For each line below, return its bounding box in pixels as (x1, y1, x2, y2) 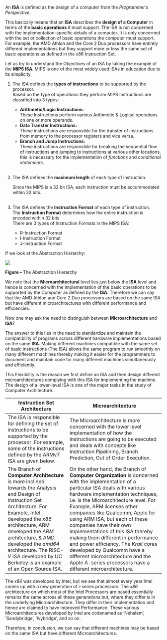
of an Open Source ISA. (7, 566, 63, 572)
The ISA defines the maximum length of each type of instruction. (12, 175, 147, 180)
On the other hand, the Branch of (69, 466, 147, 472)
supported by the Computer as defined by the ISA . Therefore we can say (5, 289, 155, 295)
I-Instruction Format (19, 235, 61, 241)
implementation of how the (69, 429, 132, 436)
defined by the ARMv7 (7, 451, 61, 458)
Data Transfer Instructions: (19, 122, 77, 128)
